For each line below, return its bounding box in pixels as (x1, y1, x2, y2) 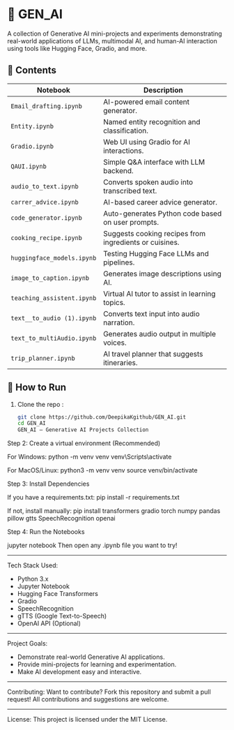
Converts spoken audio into (103, 177, 194, 187)
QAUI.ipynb (10, 162, 47, 170)
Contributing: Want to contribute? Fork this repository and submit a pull (7, 687, 211, 697)
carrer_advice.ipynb (10, 198, 79, 206)
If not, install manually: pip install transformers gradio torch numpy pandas (7, 507, 221, 515)
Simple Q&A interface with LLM (103, 157, 205, 167)
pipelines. (103, 258, 135, 267)
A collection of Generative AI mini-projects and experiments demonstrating (7, 29, 223, 38)
